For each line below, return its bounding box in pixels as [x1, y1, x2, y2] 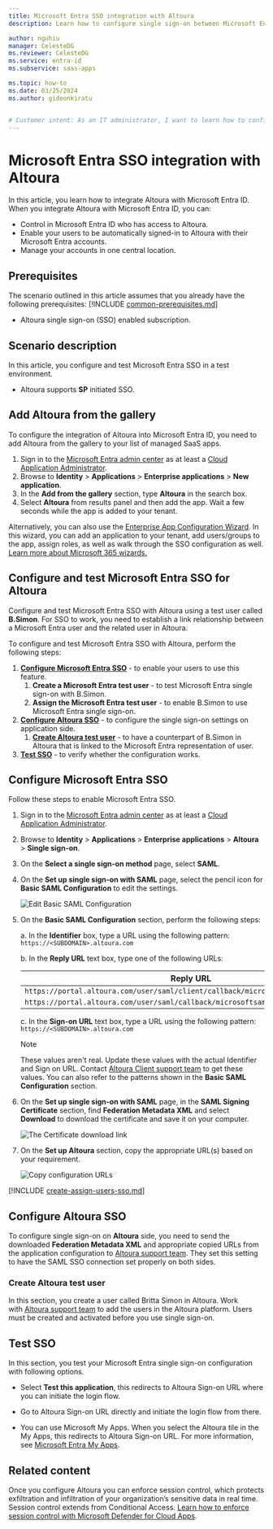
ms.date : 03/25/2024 [8, 86, 79, 94]
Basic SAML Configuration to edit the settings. [19, 883, 179, 893]
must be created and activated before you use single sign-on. [8, 1313, 215, 1322]
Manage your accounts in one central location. [19, 246, 176, 255]
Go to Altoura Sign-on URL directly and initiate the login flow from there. [19, 1407, 262, 1417]
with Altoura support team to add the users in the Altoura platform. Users [8, 1305, 253, 1314]
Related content [8, 1463, 91, 1477]
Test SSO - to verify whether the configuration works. [19, 749, 201, 759]
